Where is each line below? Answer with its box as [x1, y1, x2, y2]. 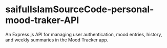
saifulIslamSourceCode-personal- [5, 4, 154, 15]
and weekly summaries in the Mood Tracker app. [5, 37, 109, 43]
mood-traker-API [5, 14, 79, 26]
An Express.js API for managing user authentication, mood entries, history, [5, 31, 162, 37]
